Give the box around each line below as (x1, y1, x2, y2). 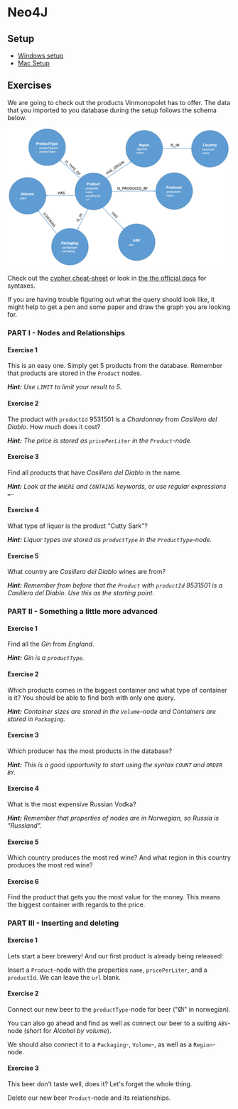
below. (7, 113, 27, 121)
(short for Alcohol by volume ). (23, 1026, 112, 1034)
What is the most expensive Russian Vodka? (7, 800, 136, 808)
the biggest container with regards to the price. (7, 900, 146, 909)
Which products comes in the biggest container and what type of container (7, 686, 227, 694)
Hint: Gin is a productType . (7, 654, 85, 662)
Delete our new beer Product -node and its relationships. (7, 1093, 171, 1102)
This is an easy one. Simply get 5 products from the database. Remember (7, 362, 223, 370)
